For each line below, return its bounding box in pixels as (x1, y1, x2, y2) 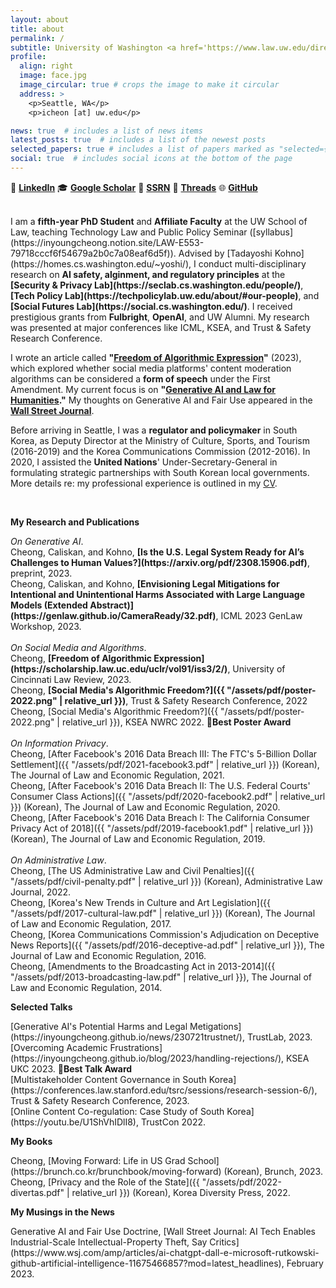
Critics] (209, 1236, 240, 1248)
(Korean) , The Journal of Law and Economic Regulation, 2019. (10, 832, 266, 845)
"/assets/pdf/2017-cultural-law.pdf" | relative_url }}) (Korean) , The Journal (10, 907, 316, 919)
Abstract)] (89, 599, 134, 611)
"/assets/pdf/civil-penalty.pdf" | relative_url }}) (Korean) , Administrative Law (10, 875, 323, 887)
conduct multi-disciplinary (198, 257, 307, 270)
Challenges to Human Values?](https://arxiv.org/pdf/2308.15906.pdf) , (10, 556, 310, 568)
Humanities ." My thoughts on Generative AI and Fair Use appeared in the (10, 394, 313, 406)
